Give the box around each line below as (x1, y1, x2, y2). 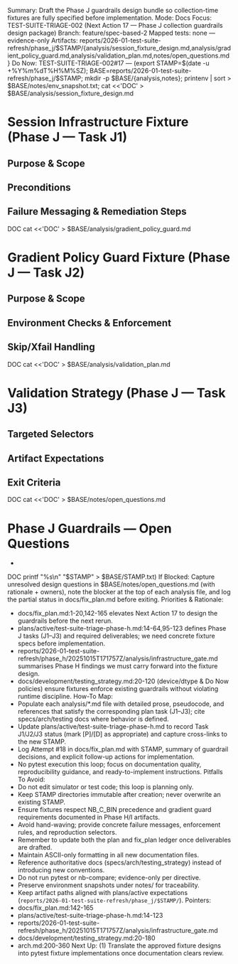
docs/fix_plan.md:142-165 (17, 904, 94, 912)
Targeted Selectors (7, 428, 94, 440)
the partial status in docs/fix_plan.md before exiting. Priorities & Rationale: (7, 595, 224, 604)
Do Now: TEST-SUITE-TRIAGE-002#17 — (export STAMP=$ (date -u (11, 59, 210, 67)
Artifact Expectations (7, 452, 104, 464)
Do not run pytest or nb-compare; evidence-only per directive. (17, 874, 201, 882)
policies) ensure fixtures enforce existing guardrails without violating (17, 685, 219, 693)
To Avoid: (17, 775, 45, 784)
